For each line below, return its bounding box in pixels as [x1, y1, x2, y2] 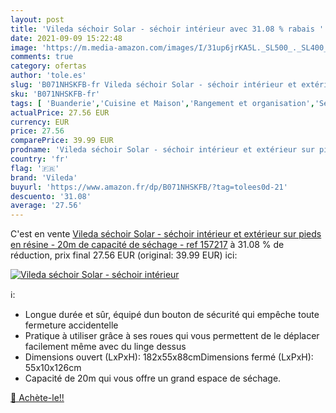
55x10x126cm [24, 362, 82, 374]
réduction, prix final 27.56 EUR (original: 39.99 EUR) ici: [10, 249, 238, 261]
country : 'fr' [10, 154, 70, 164]
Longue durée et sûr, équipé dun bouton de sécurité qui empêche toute [24, 309, 320, 321]
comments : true [10, 52, 74, 62]
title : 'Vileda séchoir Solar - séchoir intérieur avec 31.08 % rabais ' [10, 24, 325, 34]
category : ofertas [10, 61, 87, 71]
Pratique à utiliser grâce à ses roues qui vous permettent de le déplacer [24, 330, 320, 342]
